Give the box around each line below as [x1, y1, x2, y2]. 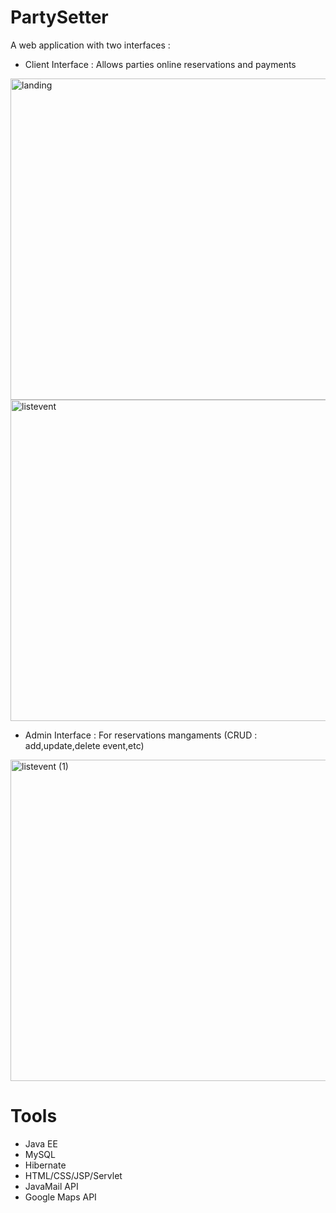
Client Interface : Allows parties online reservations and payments [24, 58, 297, 70]
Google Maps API [24, 1191, 97, 1203]
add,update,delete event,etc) [24, 739, 145, 751]
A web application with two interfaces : [10, 39, 171, 51]
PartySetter [10, 6, 109, 29]
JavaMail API [24, 1180, 79, 1192]
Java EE [24, 1137, 58, 1150]
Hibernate [24, 1159, 67, 1171]
